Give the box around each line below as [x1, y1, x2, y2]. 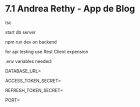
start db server [5, 29, 36, 35]
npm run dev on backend [5, 38, 57, 45]
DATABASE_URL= [5, 68, 41, 74]
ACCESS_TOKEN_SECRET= [5, 77, 61, 83]
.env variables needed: [5, 58, 52, 64]
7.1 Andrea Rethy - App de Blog [5, 3, 135, 14]
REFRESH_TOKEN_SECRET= [5, 87, 63, 93]
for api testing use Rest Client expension [5, 48, 88, 54]
